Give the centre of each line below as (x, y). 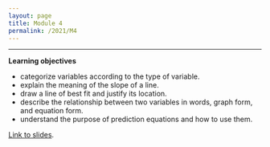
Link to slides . (31, 135)
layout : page (30, 16)
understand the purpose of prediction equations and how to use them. (136, 119)
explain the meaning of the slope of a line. (89, 85)
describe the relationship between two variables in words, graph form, (136, 102)
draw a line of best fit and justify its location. (93, 94)
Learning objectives (42, 61)
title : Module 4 (35, 23)
